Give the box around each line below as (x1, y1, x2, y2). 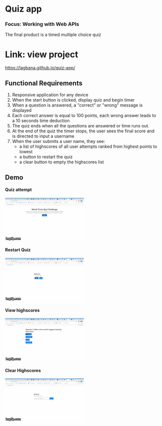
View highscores (5, 307, 40, 313)
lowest (19, 149, 33, 155)
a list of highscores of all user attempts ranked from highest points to (19, 143, 158, 149)
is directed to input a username (12, 133, 75, 139)
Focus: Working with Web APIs (5, 21, 79, 28)
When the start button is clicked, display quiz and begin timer (12, 97, 135, 103)
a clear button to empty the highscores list (19, 159, 104, 165)
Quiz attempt (5, 187, 32, 193)
